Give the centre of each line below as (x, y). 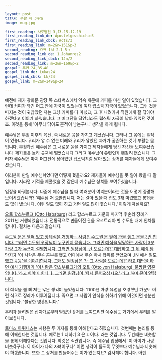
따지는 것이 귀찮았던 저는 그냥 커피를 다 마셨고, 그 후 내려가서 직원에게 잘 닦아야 (80, 112)
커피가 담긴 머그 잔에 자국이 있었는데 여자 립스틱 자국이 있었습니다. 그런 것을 (85, 106)
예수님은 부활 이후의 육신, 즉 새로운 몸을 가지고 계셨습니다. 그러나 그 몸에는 (75, 135)
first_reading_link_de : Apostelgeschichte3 (50, 36)
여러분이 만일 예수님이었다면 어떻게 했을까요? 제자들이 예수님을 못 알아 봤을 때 (78, 175)
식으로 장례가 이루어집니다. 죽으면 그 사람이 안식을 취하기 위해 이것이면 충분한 (83, 295)
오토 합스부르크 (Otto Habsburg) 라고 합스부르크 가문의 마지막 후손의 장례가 (77, 214)
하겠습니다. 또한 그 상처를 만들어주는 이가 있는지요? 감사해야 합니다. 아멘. (79, 352)
